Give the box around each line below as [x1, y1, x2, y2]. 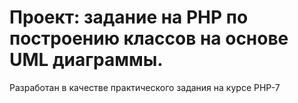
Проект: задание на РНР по [9, 6, 249, 29]
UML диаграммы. [9, 49, 164, 71]
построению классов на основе [9, 27, 289, 50]
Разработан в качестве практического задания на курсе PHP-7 [9, 81, 281, 93]
